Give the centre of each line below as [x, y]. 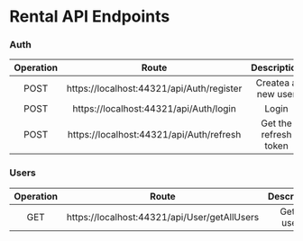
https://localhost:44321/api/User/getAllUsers [163, 217]
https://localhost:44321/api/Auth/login [154, 109]
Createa [273, 83]
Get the [277, 123]
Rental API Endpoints [90, 17]
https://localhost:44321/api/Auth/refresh [154, 135]
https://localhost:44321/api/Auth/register [154, 89]
